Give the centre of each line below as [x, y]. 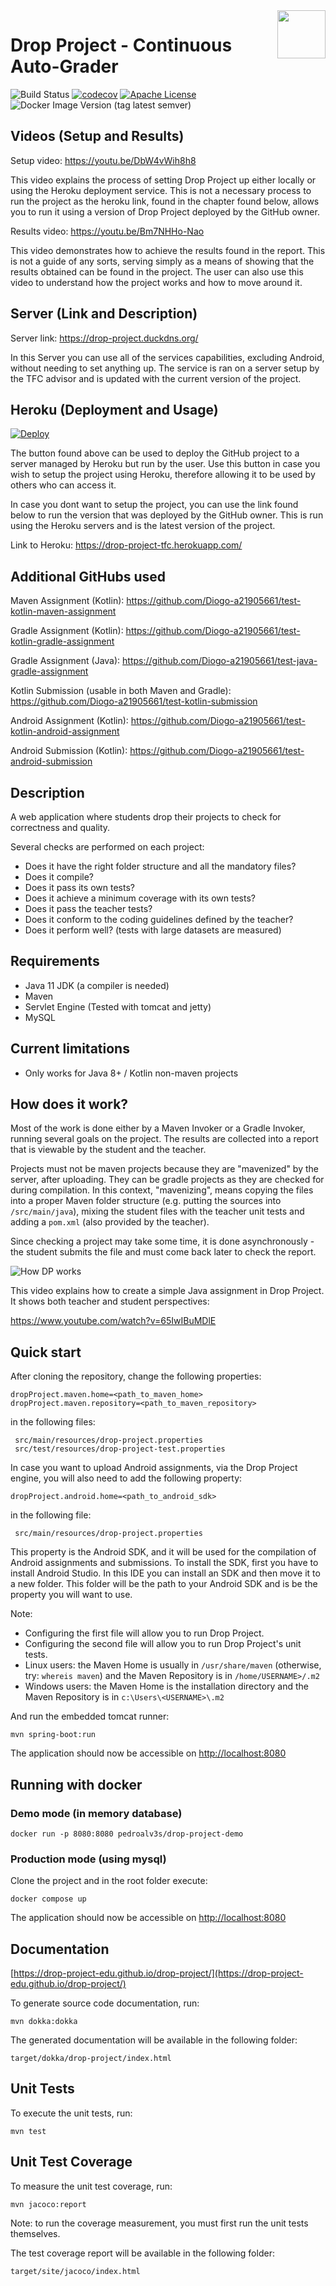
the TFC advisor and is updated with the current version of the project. [156, 378]
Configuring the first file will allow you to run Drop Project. [144, 1633]
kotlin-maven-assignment [63, 611]
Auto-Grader [64, 66]
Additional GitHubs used [88, 576]
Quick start [46, 1352]
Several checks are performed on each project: [107, 847]
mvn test [28, 2131]
